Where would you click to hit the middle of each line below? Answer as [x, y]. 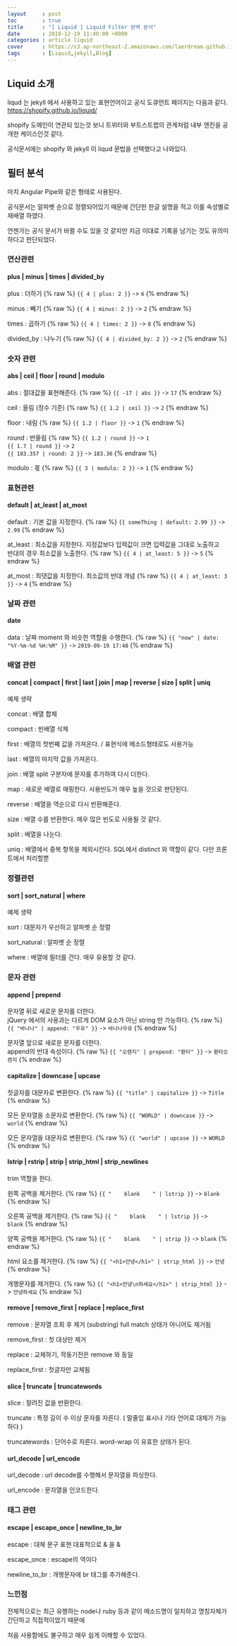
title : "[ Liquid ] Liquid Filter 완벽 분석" [82, 27]
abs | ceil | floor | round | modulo [56, 376]
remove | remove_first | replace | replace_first [76, 1308]
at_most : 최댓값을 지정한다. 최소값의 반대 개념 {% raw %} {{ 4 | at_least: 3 [117, 576]
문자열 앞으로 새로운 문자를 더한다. [54, 1043]
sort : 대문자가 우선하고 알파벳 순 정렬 [59, 927]
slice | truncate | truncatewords [55, 1386]
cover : [26, 47]
